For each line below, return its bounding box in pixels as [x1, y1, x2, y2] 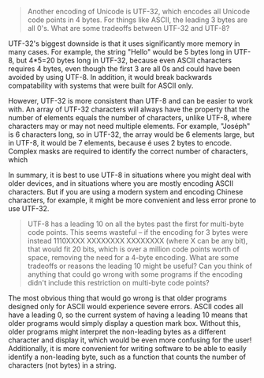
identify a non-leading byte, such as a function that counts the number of [8, 352, 247, 361]
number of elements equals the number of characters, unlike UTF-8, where [8, 113, 252, 122]
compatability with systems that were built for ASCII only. [8, 81, 194, 90]
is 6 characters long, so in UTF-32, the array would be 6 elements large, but [8, 130, 255, 139]
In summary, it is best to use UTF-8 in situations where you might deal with [8, 170, 251, 180]
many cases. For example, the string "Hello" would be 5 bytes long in [8, 47, 232, 56]
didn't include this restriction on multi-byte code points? [27, 278, 210, 287]
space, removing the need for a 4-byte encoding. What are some [27, 253, 239, 262]
